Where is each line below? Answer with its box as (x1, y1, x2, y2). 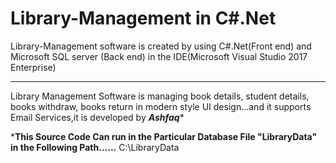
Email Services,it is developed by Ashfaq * (10, 111, 185, 123)
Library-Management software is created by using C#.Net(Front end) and (10, 40, 312, 52)
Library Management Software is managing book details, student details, (10, 90, 310, 102)
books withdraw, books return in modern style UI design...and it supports (10, 100, 312, 112)
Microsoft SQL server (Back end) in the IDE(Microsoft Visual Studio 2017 (10, 50, 308, 62)
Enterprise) (10, 61, 57, 73)
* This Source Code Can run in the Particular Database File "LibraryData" (10, 130, 318, 142)
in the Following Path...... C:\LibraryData (10, 141, 180, 153)
